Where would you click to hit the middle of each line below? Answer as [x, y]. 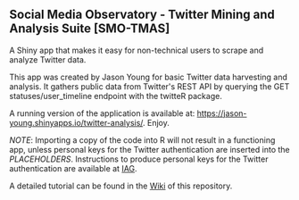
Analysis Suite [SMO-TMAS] [90, 29]
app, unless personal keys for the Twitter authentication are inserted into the [149, 149]
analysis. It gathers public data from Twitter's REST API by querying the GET [149, 86]
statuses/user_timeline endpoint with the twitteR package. [116, 96]
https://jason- [222, 113]
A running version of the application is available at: [102, 113]
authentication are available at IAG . [73, 168]
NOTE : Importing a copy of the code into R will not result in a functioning [142, 140]
